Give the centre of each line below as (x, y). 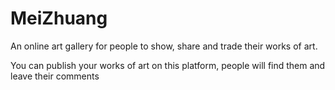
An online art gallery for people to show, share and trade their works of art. (164, 46)
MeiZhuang (59, 18)
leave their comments (55, 76)
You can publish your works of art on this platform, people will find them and (168, 65)
